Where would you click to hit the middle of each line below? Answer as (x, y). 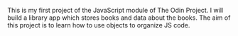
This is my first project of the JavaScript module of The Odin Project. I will (115, 10)
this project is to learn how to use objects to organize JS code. (99, 25)
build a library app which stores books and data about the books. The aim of (119, 18)
